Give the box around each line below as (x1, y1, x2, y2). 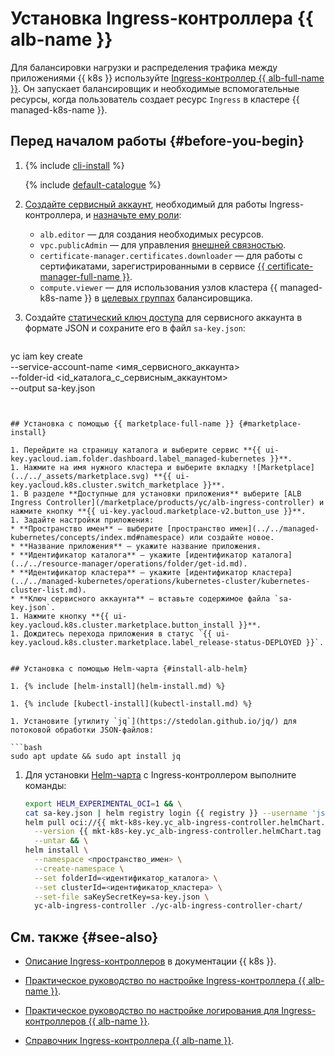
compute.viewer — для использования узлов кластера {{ (39, 281, 278, 293)
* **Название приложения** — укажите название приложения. (10, 541, 262, 551)
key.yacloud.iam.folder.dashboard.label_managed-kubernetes (10, 453, 267, 464)
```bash (10, 742, 43, 752)
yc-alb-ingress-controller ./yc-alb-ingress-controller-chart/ (34, 901, 303, 911)
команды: (24, 779, 67, 791)
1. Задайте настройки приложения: (10, 515, 155, 525)
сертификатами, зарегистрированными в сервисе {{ (39, 260, 266, 272)
